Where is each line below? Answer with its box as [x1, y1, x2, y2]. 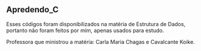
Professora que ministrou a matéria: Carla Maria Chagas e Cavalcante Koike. [6, 38, 195, 45]
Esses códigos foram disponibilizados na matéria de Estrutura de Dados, [6, 20, 186, 27]
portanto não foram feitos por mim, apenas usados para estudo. [6, 27, 164, 34]
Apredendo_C [6, 5, 59, 15]
